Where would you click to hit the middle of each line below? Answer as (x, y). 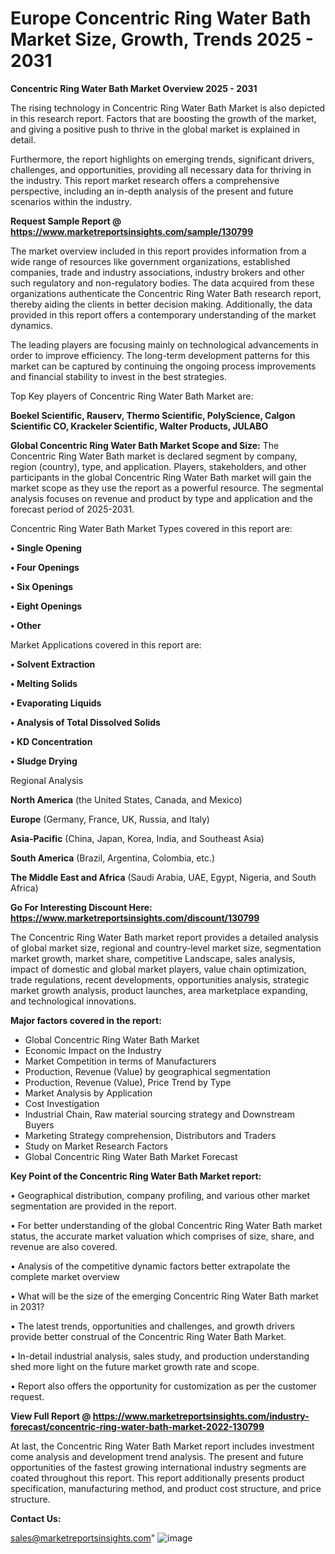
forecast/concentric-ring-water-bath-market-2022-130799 (137, 1426)
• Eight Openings (46, 606)
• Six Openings (42, 586)
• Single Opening (46, 548)
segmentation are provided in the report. (93, 1206)
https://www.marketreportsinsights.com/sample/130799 (132, 231)
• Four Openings (45, 567)
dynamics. (31, 325)
